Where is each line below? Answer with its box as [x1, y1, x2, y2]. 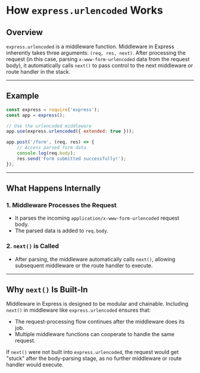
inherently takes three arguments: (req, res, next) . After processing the [6, 49, 186, 56]
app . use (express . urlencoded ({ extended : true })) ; [6, 128, 135, 134]
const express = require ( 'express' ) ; [6, 106, 100, 113]
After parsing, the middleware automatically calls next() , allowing [14, 255, 176, 263]
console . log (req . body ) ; [17, 150, 76, 156]
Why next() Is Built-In [6, 285, 88, 295]
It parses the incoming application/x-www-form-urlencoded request [14, 214, 180, 222]
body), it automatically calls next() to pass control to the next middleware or [6, 62, 193, 69]
